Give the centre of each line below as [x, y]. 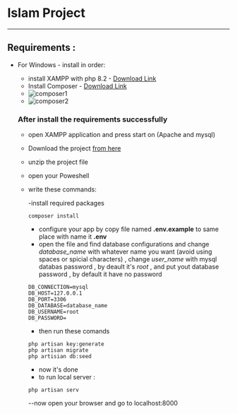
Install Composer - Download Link [77, 85]
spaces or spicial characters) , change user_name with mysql [128, 259]
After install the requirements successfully [92, 119]
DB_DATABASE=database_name [68, 306]
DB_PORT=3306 [47, 300]
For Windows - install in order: [61, 64]
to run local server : [67, 377]
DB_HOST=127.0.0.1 [55, 294]
